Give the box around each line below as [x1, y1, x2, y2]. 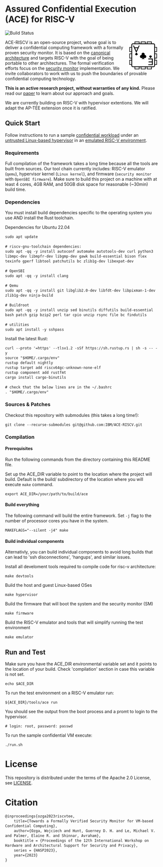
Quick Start [5, 119, 40, 127]
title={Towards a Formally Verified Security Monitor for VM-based [14, 819, 153, 824]
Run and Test [5, 648, 46, 656]
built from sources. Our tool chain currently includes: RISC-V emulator [5, 166, 145, 172]
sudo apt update [5, 234, 38, 240]
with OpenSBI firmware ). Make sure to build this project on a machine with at [5, 176, 157, 182]
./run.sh [5, 742, 23, 747]
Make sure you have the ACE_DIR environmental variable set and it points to [5, 661, 157, 667]
